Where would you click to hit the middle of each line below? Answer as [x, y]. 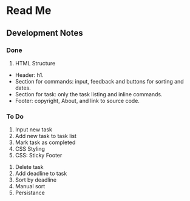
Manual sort [30, 186]
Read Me [29, 11]
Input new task [34, 130]
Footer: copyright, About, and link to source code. [77, 100]
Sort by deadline [36, 180]
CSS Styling [30, 149]
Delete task [29, 167]
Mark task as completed [45, 142]
